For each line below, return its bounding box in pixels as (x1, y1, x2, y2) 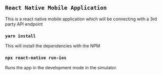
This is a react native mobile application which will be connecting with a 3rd (5, 16, 157, 22)
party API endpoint (5, 21, 43, 27)
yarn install (5, 33, 36, 39)
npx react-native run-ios (5, 55, 67, 60)
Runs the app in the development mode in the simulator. (5, 65, 117, 71)
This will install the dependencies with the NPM (5, 43, 101, 49)
